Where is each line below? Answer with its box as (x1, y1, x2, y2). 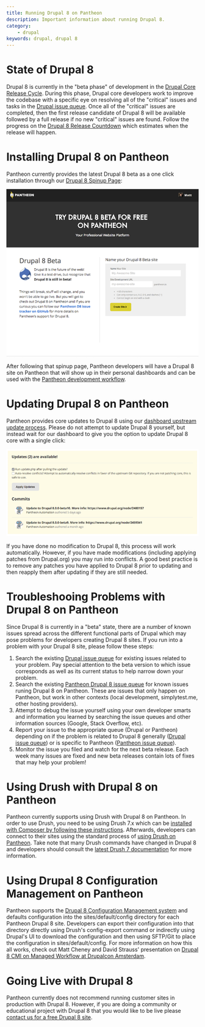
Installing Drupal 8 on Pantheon (6, 150, 170, 164)
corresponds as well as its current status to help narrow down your (15, 668, 184, 675)
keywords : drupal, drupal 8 (6, 36, 78, 42)
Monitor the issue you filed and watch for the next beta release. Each (15, 745, 189, 753)
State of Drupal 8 (6, 63, 94, 77)
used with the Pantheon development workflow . (6, 375, 126, 383)
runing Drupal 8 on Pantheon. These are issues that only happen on (15, 687, 185, 694)
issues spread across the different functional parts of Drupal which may (6, 630, 187, 637)
